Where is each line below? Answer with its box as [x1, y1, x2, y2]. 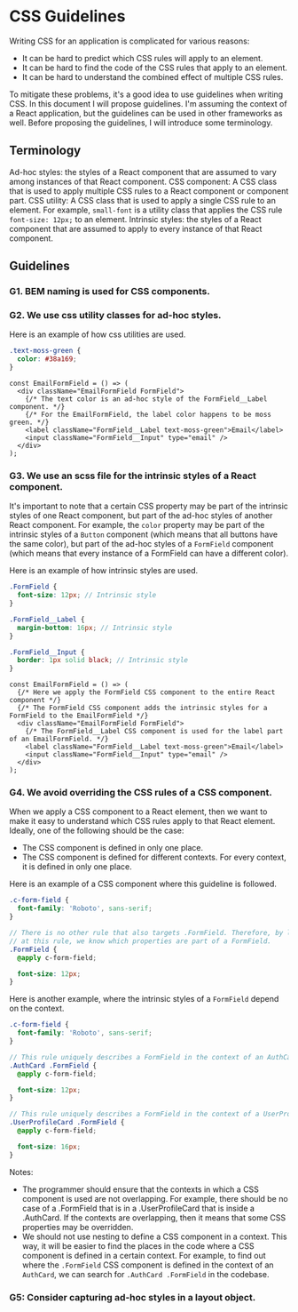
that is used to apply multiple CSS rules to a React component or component [9, 185, 289, 196]
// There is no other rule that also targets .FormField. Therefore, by [9, 929, 284, 938]
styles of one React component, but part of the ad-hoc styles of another [9, 510, 273, 521]
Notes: [9, 1166, 34, 1177]
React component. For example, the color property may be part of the [9, 520, 265, 531]
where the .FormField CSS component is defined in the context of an [21, 1260, 274, 1270]
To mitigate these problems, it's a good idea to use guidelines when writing [9, 89, 284, 100]
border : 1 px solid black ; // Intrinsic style [17, 656, 189, 665]
